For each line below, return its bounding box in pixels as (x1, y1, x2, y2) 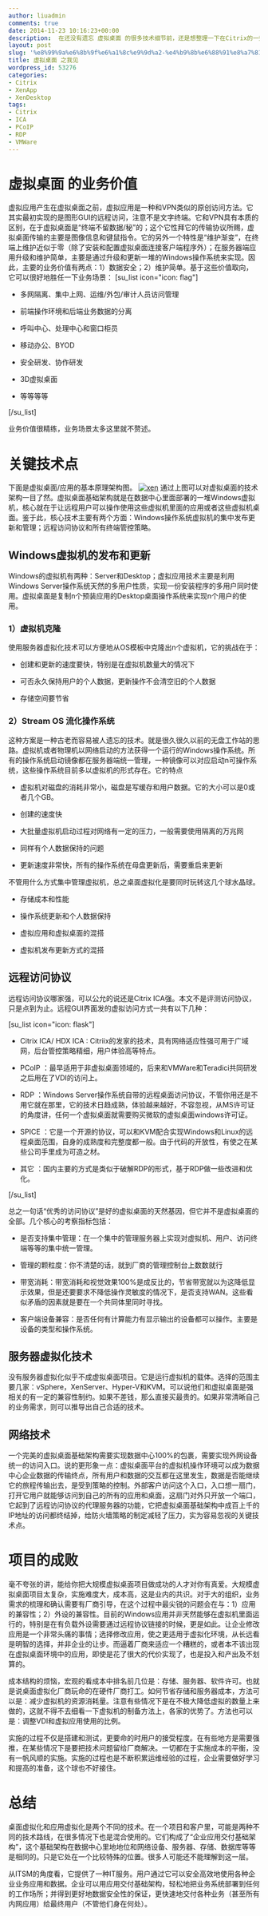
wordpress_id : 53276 (8, 64, 77, 72)
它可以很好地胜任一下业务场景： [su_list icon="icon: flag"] (8, 272, 199, 282)
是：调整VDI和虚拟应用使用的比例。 (8, 1716, 125, 1726)
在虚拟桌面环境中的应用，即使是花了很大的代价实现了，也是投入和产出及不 (8, 1649, 253, 1659)
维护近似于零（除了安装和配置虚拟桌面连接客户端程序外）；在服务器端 (22, 243, 250, 252)
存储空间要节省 (19, 694, 69, 703)
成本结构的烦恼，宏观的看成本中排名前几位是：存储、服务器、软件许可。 (8, 1676, 246, 1686)
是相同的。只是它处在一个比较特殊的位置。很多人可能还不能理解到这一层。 (8, 1852, 253, 1862)
